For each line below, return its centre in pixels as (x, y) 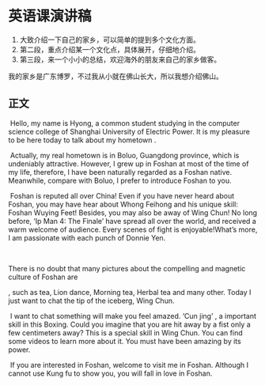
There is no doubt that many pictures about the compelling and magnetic (127, 268)
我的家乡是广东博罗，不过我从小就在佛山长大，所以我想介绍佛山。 (115, 76)
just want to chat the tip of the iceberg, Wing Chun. (91, 301)
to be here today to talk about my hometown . (82, 140)
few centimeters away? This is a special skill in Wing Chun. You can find (125, 332)
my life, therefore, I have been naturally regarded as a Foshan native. (120, 172)
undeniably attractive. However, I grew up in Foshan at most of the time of (129, 164)
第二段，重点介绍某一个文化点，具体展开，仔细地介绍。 (110, 49)
